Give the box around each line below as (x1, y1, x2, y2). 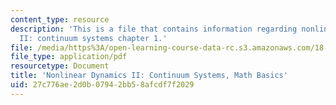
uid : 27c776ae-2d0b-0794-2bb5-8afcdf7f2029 (10, 80, 195, 90)
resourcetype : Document (10, 61, 110, 71)
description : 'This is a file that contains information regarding (10, 24, 298, 34)
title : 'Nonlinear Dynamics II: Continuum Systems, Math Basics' (10, 71, 288, 81)
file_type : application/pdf (10, 52, 128, 62)
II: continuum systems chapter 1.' (19, 33, 168, 43)
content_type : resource (10, 14, 110, 25)
